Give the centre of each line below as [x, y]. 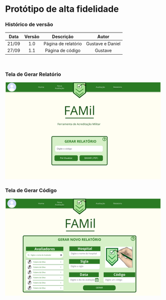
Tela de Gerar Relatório [33, 74]
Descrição [62, 36]
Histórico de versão [29, 25]
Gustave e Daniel [104, 44]
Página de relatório [63, 44]
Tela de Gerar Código [31, 191]
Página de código [63, 51]
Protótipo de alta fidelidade [62, 9]
